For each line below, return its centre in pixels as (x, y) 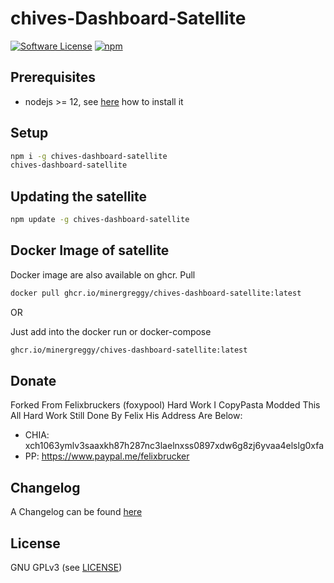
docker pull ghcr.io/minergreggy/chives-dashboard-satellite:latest (156, 293)
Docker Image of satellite (90, 250)
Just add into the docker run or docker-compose (111, 331)
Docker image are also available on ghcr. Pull (103, 274)
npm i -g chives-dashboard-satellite (89, 156)
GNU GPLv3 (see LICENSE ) (66, 567)
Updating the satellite (79, 196)
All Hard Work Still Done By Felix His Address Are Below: (126, 416)
